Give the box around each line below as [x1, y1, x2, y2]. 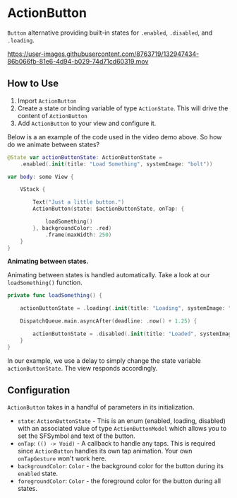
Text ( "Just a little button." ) [32, 199, 125, 206]
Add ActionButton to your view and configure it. [17, 119, 157, 127]
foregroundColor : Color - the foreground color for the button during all [17, 477, 221, 485]
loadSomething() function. [7, 278, 83, 287]
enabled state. [17, 469, 59, 478]
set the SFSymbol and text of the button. [17, 432, 135, 440]
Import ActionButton [17, 96, 77, 105]
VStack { [20, 186, 46, 193]
